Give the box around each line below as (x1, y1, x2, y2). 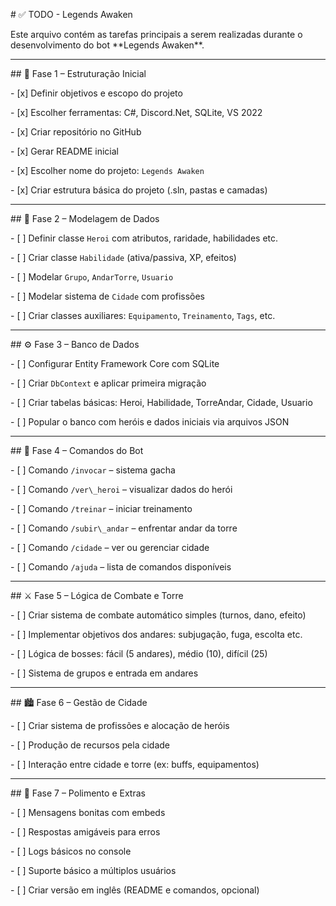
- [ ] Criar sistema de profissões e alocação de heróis (10, 720, 230, 731)
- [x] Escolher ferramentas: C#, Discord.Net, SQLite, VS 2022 (10, 107, 263, 118)
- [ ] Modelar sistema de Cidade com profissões (10, 290, 206, 302)
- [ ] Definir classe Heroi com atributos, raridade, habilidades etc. (10, 232, 279, 244)
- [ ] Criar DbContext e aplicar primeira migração (10, 377, 207, 389)
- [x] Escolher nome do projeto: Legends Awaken (10, 165, 205, 176)
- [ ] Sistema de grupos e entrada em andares (10, 667, 199, 679)
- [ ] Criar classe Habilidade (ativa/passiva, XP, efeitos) (10, 252, 237, 263)
